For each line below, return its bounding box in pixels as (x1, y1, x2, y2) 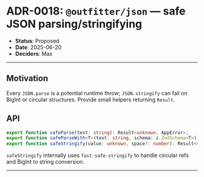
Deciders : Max (15, 50, 53, 57)
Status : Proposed (15, 37, 59, 44)
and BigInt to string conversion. (6, 158, 85, 165)
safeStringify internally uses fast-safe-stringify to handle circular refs (6, 152, 189, 159)
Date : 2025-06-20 (15, 44, 62, 51)
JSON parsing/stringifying (6, 17, 143, 31)
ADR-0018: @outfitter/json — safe (6, 4, 186, 18)
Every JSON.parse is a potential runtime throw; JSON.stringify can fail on (6, 89, 188, 96)
